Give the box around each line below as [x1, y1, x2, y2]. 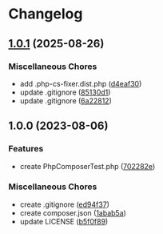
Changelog [8, 5, 83, 23]
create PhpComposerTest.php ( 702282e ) [19, 161, 156, 171]
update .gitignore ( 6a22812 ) [19, 95, 112, 105]
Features [8, 143, 44, 155]
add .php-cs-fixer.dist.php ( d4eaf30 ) [19, 79, 142, 88]
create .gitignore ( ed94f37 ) [19, 200, 110, 209]
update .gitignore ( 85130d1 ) [19, 87, 111, 97]
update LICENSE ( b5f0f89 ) [19, 216, 109, 226]
